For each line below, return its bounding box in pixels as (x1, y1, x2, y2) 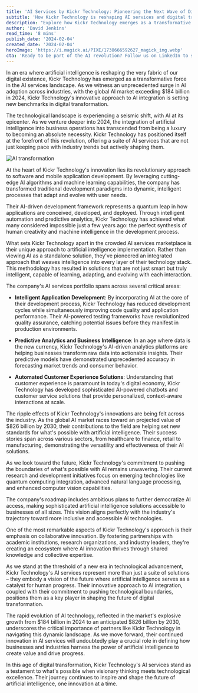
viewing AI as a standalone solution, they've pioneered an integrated (6, 252, 173, 259)
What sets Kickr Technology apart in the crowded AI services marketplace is (6, 239, 192, 246)
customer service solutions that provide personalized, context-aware (14, 392, 183, 399)
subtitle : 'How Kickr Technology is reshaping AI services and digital (6, 14, 186, 20)
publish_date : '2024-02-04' (6, 36, 75, 42)
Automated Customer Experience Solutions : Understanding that (14, 373, 174, 381)
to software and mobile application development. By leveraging (6, 172, 160, 179)
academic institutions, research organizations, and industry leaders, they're (6, 539, 190, 546)
